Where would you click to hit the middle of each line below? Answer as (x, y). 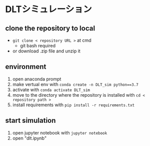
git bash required (38, 46)
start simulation (31, 121)
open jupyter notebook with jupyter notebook (60, 132)
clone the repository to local (50, 28)
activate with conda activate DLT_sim (51, 90)
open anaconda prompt (37, 79)
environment (26, 67)
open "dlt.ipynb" (29, 138)
